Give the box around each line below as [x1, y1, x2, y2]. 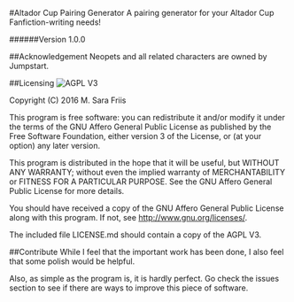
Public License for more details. [9, 186, 125, 196]
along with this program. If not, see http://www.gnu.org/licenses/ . [9, 213, 248, 222]
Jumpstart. [9, 61, 50, 71]
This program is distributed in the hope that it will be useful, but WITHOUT [9, 158, 280, 167]
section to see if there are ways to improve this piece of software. [9, 283, 249, 293]
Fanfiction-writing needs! [9, 17, 102, 27]
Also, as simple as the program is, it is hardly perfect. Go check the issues [9, 274, 280, 283]
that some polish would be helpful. [9, 256, 135, 267]
